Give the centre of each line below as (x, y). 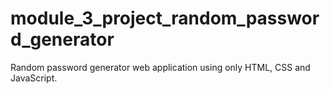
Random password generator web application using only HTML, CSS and (160, 67)
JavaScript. (34, 78)
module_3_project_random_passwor (165, 18)
